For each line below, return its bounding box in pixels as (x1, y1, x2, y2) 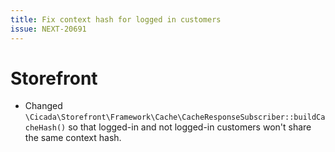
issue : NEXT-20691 (10, 24, 87, 34)
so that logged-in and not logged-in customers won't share (68, 121, 312, 133)
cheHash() (24, 123, 67, 133)
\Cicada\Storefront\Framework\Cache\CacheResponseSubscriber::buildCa (24, 112, 326, 123)
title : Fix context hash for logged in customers (10, 14, 222, 25)
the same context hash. (24, 132, 122, 144)
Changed (24, 100, 63, 112)
